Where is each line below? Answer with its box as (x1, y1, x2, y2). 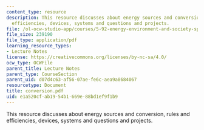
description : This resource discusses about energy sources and (6, 15, 172, 21)
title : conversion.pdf (6, 88, 64, 94)
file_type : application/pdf (6, 37, 78, 43)
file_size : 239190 (6, 32, 53, 38)
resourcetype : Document (6, 83, 67, 89)
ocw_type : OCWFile (6, 60, 53, 66)
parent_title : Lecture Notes (6, 65, 80, 72)
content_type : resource (6, 9, 67, 15)
